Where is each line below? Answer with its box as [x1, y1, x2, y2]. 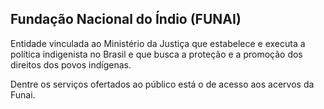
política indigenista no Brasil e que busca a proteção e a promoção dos [10, 48, 303, 60]
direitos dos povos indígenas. [10, 58, 132, 71]
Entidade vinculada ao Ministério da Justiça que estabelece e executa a [10, 37, 306, 49]
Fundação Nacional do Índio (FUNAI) [10, 11, 242, 28]
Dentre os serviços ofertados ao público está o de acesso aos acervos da [10, 78, 315, 90]
